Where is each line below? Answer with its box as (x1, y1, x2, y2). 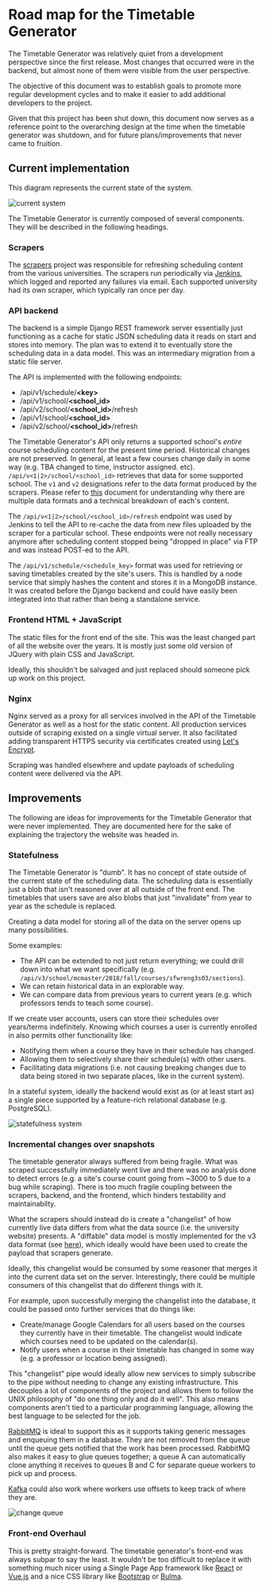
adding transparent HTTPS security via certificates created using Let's (8, 736, 240, 746)
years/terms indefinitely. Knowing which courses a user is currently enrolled (8, 1022, 257, 1032)
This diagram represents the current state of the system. (8, 183, 193, 192)
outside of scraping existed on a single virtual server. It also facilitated (8, 727, 237, 737)
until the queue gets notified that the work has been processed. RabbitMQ (8, 1444, 250, 1453)
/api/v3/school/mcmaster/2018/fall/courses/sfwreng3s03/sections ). (19, 973, 245, 982)
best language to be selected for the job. (8, 1411, 141, 1420)
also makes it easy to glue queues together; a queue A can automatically (8, 1452, 246, 1462)
